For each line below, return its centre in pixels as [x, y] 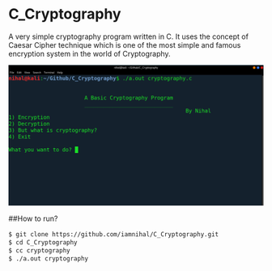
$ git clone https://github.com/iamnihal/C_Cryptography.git [114, 235]
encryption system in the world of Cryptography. [90, 53]
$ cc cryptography [39, 251]
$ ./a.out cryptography [49, 259]
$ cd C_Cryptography [43, 243]
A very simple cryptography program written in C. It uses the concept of [129, 36]
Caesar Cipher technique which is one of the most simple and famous [125, 44]
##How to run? [33, 218]
